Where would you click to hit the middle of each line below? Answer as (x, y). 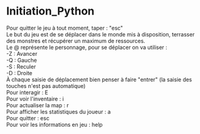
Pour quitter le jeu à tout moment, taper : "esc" (65, 28)
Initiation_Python (50, 11)
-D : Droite (19, 73)
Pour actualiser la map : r (37, 105)
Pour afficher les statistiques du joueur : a (59, 112)
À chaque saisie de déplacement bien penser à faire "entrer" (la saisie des (99, 79)
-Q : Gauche (22, 60)
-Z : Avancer (22, 53)
